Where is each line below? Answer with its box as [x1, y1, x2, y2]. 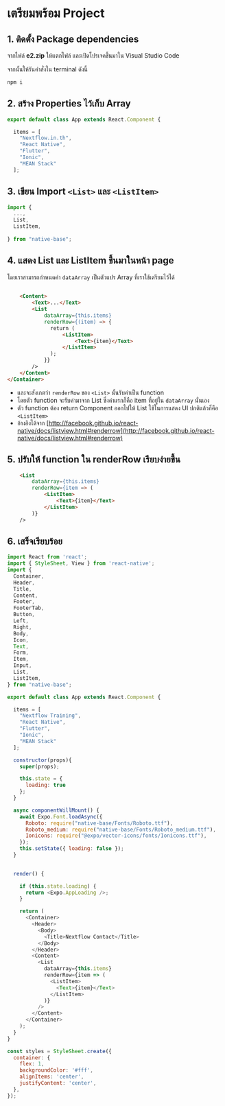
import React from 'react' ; [7, 554, 88, 561]
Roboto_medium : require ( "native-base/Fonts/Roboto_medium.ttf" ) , [25, 826, 216, 833]
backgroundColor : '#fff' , [19, 1067, 94, 1074]
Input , [13, 662, 32, 669]
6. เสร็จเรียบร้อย [7, 535, 63, 547]
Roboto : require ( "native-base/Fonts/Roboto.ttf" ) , [25, 819, 174, 827]
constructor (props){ [13, 757, 72, 764]
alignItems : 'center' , [19, 1073, 84, 1081]
